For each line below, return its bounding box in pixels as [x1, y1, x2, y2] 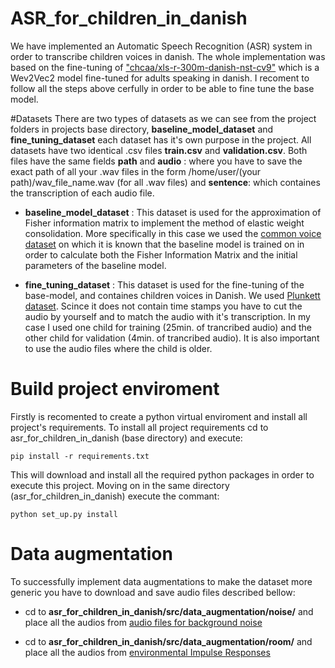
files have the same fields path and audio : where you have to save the [10, 155, 303, 167]
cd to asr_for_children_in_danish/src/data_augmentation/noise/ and [24, 605, 314, 617]
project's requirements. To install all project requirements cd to [10, 421, 269, 433]
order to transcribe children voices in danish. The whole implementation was [10, 50, 326, 62]
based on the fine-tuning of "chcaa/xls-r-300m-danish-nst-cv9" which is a [10, 61, 320, 73]
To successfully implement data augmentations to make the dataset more [10, 575, 313, 587]
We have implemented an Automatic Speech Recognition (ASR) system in [10, 40, 313, 52]
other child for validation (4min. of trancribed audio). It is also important [24, 332, 320, 344]
